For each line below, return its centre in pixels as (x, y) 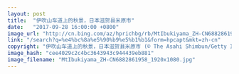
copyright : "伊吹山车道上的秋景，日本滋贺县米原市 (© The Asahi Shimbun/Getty (117, 47)
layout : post (27, 14)
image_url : (23, 33)
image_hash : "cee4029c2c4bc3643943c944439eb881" (81, 54)
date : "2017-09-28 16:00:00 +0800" (63, 27)
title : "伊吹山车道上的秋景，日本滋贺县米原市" (71, 20)
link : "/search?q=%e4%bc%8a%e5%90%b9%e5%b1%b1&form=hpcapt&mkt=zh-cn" (114, 40)
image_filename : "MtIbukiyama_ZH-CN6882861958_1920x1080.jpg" (101, 60)
